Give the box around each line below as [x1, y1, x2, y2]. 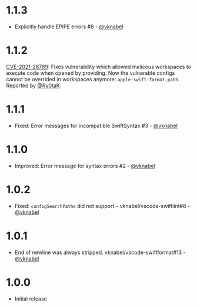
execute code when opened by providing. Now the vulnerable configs [6, 69, 175, 77]
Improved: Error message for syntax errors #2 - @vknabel [14, 162, 155, 169]
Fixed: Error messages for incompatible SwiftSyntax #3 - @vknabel [14, 122, 178, 129]
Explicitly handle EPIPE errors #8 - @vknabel [14, 23, 123, 30]
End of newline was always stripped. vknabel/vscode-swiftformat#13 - [14, 249, 186, 256]
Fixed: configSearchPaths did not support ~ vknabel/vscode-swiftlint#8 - [14, 202, 190, 209]
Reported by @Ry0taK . [6, 82, 62, 89]
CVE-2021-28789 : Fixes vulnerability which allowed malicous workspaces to [6, 63, 192, 70]
